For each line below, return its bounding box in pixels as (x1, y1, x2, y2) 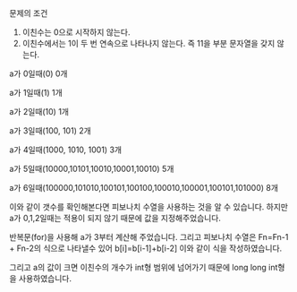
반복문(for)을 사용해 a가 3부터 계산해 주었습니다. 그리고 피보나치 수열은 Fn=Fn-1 (9, 232, 289, 242)
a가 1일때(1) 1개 (9, 88, 63, 98)
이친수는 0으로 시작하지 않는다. (21, 27, 131, 38)
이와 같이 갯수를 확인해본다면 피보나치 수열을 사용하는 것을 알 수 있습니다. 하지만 (9, 202, 289, 212)
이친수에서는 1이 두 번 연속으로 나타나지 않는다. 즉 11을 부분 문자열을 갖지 (21, 39, 276, 48)
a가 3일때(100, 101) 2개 (9, 125, 91, 136)
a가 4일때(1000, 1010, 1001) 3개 (9, 144, 123, 155)
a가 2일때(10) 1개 (9, 107, 70, 116)
